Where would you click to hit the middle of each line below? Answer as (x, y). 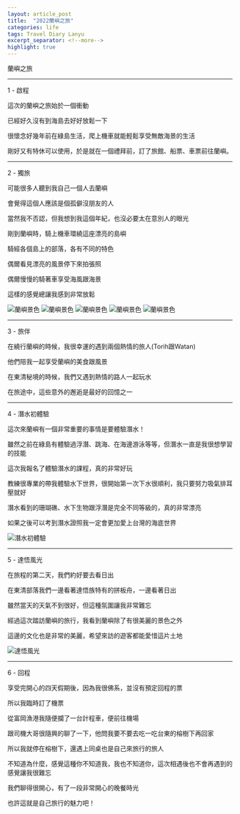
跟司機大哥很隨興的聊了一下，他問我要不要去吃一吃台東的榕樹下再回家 (111, 733)
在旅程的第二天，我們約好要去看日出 (61, 575)
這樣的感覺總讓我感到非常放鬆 (51, 294)
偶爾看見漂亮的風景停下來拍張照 (54, 264)
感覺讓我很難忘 (29, 773)
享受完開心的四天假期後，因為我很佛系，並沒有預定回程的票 (95, 688)
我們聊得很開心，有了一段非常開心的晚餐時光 (73, 788)
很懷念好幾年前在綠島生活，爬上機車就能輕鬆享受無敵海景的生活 (101, 136)
